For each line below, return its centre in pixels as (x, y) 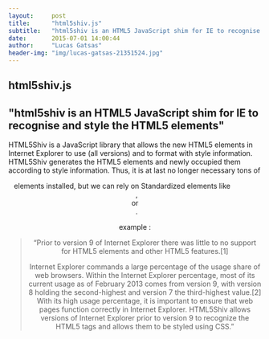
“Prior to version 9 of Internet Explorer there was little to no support (145, 243)
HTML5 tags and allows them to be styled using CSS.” (145, 327)
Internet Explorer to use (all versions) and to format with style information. (130, 153)
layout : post (37, 16)
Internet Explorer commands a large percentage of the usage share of (145, 267)
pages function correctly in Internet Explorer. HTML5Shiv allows (145, 309)
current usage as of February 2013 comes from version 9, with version (145, 284)
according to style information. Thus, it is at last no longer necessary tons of (134, 170)
